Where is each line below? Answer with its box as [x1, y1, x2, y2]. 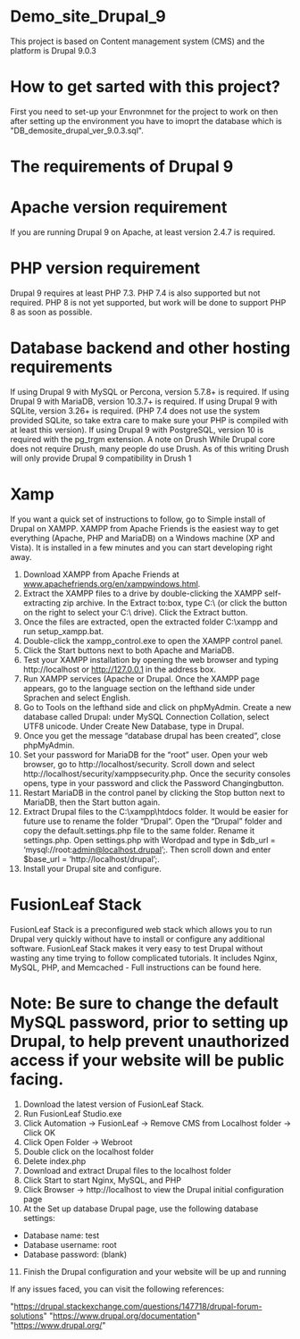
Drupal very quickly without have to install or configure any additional [10, 933, 266, 944]
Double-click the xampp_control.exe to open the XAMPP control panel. [22, 635, 284, 646]
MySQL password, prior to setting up [10, 1012, 289, 1033]
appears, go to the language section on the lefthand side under [22, 682, 255, 693]
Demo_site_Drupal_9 [10, 6, 166, 27]
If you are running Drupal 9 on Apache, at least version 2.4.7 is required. [10, 227, 276, 238]
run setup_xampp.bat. [22, 625, 104, 636]
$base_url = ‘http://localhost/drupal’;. [22, 853, 160, 864]
